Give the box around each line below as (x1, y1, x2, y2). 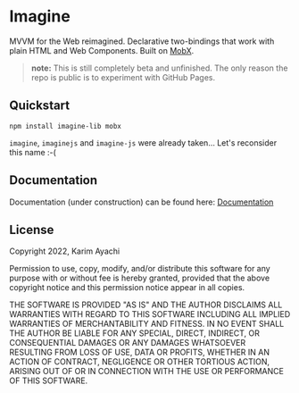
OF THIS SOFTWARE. (9, 375, 88, 386)
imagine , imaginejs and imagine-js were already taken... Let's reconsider (9, 137, 278, 148)
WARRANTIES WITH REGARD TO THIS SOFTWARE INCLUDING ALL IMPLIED (9, 309, 291, 320)
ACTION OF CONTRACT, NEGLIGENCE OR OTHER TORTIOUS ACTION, (9, 356, 270, 367)
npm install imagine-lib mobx (9, 121, 122, 130)
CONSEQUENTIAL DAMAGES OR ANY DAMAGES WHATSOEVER (9, 338, 246, 348)
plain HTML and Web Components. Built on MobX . (9, 45, 195, 55)
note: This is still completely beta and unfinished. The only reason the (30, 63, 288, 73)
